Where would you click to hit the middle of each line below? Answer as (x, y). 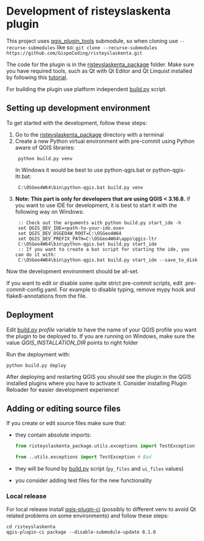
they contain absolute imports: (53, 435)
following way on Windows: (49, 211)
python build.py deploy (36, 366)
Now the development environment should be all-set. (73, 271)
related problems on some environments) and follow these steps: (87, 516)
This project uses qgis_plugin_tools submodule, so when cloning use (92, 41)
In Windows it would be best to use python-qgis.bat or (83, 170)
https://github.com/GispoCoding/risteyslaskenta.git (74, 53)
